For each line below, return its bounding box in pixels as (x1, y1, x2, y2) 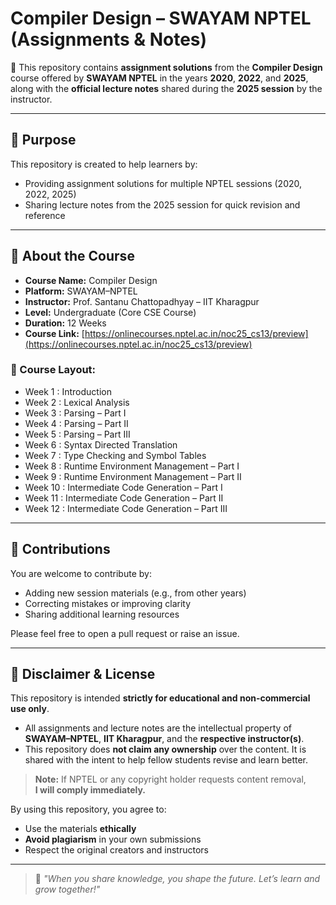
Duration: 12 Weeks (24, 317, 107, 329)
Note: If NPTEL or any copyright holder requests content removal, (34, 773, 307, 786)
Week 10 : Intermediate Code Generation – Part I (24, 481, 223, 493)
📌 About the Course (10, 248, 135, 265)
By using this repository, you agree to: (10, 803, 167, 816)
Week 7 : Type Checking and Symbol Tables (24, 449, 207, 461)
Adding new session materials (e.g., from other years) (24, 587, 247, 599)
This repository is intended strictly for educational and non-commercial (10, 692, 311, 704)
